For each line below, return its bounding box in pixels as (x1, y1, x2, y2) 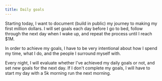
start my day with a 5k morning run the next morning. (5, 70, 111, 76)
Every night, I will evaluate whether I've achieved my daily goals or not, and (5, 60, 155, 65)
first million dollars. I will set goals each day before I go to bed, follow (5, 25, 143, 32)
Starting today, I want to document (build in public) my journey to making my (5, 20, 158, 26)
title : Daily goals (5, 7, 44, 12)
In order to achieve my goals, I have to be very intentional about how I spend (5, 45, 158, 51)
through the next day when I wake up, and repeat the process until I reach (5, 31, 152, 36)
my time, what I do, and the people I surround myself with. (5, 50, 121, 56)
